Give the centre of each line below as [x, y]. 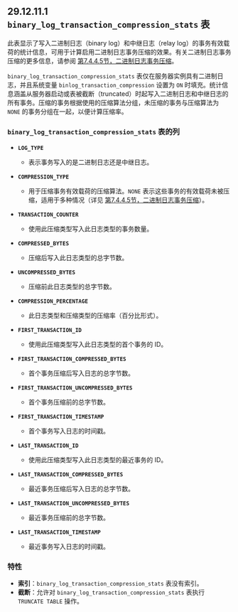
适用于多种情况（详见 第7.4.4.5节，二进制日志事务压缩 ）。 [125, 200]
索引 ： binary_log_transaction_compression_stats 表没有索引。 [110, 584]
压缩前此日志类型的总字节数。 [72, 286]
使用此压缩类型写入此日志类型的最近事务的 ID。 [98, 460]
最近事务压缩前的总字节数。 [69, 517]
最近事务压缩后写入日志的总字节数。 [81, 489]
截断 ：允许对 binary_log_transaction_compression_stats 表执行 [111, 592]
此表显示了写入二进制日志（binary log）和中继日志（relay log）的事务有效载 [119, 43]
